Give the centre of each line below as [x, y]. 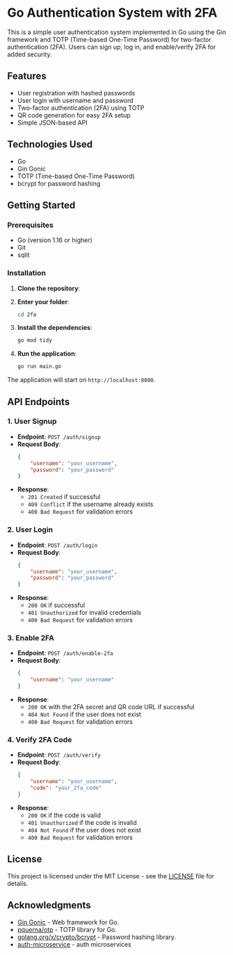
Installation [27, 273]
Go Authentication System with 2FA [112, 13]
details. [18, 883]
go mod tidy [34, 340]
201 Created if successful [64, 497]
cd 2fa [27, 315]
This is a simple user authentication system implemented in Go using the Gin [117, 32]
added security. [30, 54]
